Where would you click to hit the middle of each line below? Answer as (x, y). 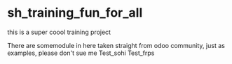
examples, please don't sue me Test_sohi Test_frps (81, 53)
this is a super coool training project (59, 32)
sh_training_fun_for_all (75, 13)
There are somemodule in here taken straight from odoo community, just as (116, 45)
